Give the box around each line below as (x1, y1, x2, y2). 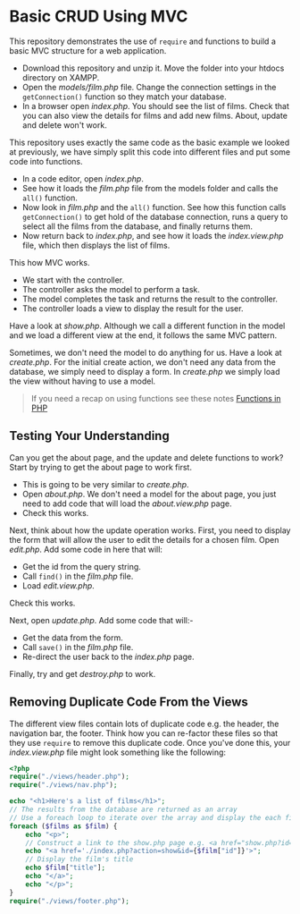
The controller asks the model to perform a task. (21, 284, 201, 294)
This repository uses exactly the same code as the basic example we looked (9, 137, 290, 148)
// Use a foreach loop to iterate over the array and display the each (9, 813, 281, 822)
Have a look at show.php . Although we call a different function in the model (9, 320, 286, 331)
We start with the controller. (21, 275, 125, 285)
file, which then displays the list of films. (21, 240, 171, 250)
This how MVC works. (9, 257, 91, 267)
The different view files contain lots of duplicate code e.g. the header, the (9, 718, 279, 729)
